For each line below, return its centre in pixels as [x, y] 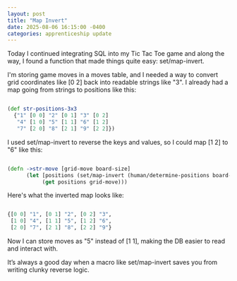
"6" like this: [25, 150]
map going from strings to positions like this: [72, 90]
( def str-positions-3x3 [42, 109]
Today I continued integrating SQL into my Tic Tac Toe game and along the [116, 54]
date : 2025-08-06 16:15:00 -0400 [56, 27]
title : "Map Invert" [38, 20]
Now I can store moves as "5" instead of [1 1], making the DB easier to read [116, 241]
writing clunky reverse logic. [48, 270]
